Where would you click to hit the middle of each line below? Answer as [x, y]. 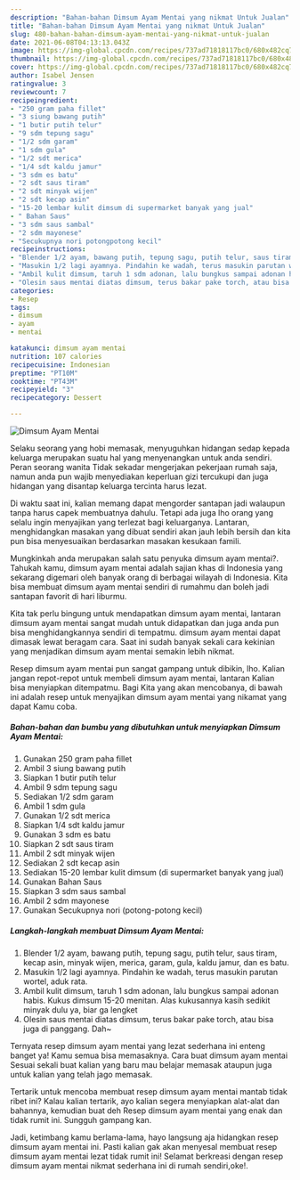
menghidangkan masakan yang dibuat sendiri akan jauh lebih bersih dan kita [150, 532]
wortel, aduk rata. [55, 981]
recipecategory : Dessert [56, 398]
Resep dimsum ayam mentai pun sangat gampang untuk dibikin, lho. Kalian [148, 668]
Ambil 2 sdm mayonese [66, 900]
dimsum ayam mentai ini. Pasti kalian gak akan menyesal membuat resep [144, 1146]
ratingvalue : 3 [38, 84]
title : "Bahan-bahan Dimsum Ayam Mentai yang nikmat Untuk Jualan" [138, 26]
